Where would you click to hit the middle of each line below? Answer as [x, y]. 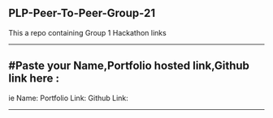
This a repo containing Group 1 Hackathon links [87, 32]
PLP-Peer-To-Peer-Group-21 [82, 13]
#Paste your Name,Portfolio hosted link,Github [129, 66]
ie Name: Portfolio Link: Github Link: [68, 98]
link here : [34, 79]
